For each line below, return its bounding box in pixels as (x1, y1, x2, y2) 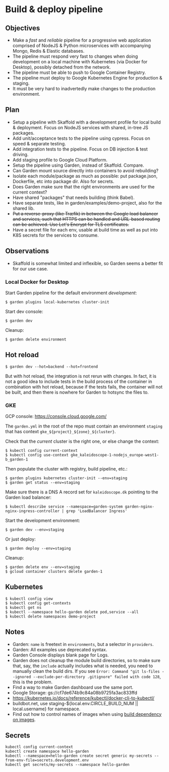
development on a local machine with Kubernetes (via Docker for (12, 59, 148, 64)
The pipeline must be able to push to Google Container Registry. (12, 69, 146, 75)
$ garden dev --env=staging (5, 527, 65, 532)
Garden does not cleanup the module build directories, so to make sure (12, 657, 160, 663)
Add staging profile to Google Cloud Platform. (12, 157, 107, 163)
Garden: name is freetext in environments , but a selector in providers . (12, 641, 154, 647)
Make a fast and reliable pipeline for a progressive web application (12, 37, 151, 43)
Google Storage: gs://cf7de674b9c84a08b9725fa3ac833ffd (12, 689, 138, 696)
